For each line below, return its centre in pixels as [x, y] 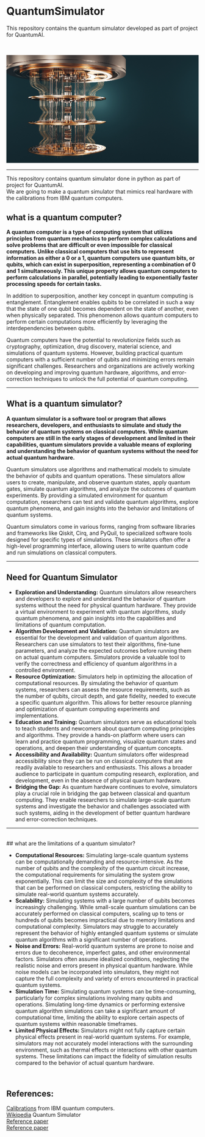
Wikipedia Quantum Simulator [44, 1115]
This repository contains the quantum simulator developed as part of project [102, 28]
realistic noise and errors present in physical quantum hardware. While [104, 965]
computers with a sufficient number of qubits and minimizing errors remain [100, 360]
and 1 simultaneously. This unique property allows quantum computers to [102, 271]
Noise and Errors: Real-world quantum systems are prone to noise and [104, 946]
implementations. [37, 715]
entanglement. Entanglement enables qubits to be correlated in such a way [100, 302]
